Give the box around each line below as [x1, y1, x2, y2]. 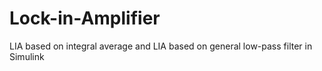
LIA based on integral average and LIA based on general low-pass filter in [9, 40, 313, 52]
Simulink [9, 50, 45, 62]
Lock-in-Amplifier [9, 7, 161, 30]
